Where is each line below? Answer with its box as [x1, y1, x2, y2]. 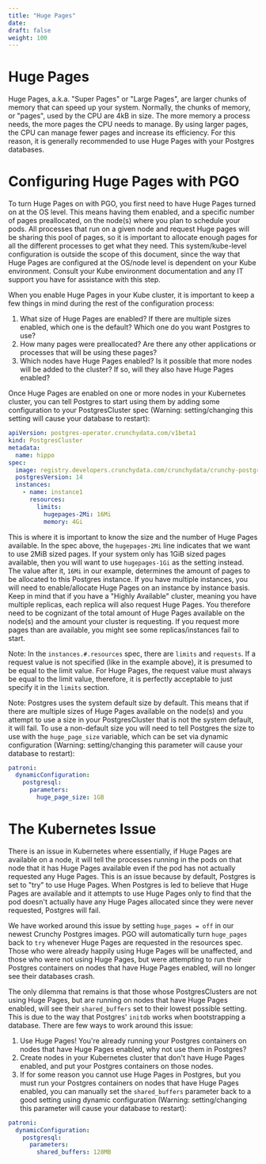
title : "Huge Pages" [8, 11, 77, 20]
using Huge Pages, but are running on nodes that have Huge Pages [8, 995, 228, 1004]
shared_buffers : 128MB [36, 1148, 112, 1156]
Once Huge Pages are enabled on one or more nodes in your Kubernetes [8, 388, 246, 398]
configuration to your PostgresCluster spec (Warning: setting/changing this [8, 406, 253, 415]
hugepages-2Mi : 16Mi [43, 510, 112, 518]
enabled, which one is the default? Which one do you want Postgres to [19, 322, 251, 332]
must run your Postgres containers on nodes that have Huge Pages [19, 1077, 239, 1088]
